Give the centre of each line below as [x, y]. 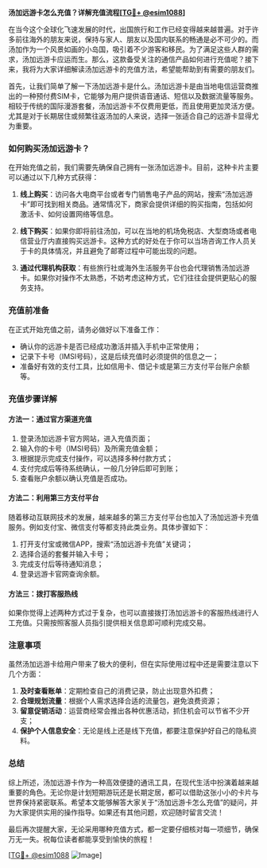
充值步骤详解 [33, 399]
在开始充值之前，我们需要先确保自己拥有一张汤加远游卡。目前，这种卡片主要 [133, 167]
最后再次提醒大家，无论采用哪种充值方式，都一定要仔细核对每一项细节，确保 [133, 829]
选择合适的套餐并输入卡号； [65, 553]
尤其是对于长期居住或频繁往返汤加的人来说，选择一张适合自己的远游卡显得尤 [133, 116]
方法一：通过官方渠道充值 [50, 419]
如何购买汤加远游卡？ [49, 148]
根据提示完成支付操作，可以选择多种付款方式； [96, 458]
